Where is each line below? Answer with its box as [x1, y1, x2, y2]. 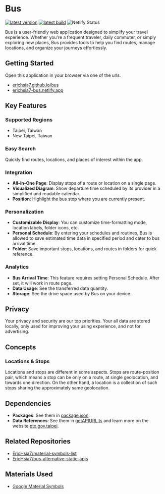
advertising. [5, 329, 30, 334]
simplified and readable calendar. [12, 191, 81, 197]
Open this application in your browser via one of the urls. [5, 72, 121, 78]
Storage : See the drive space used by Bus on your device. [12, 290, 132, 296]
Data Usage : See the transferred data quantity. [12, 285, 108, 291]
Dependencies [5, 399, 51, 408]
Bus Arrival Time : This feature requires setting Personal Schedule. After [12, 274, 160, 280]
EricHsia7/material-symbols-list [12, 450, 77, 456]
